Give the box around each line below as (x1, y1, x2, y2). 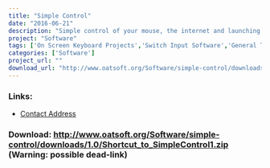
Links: (8, 90, 33, 101)
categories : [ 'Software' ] (8, 49, 95, 57)
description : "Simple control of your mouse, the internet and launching (8, 27, 261, 35)
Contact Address (19, 109, 76, 119)
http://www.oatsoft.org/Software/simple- (53, 129, 220, 140)
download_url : (8, 64, 56, 72)
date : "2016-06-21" (8, 19, 74, 27)
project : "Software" (8, 34, 78, 43)
